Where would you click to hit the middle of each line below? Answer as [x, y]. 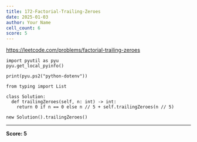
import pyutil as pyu [33, 61]
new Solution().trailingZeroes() [47, 117]
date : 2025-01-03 [27, 17]
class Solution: [26, 97]
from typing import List [36, 87]
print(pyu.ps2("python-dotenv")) [47, 76]
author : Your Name [28, 22]
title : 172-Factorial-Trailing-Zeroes [53, 11]
